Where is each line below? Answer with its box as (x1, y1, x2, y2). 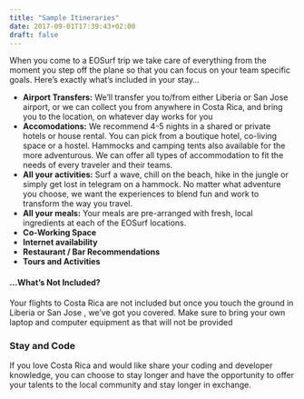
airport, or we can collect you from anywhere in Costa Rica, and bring (22, 102, 283, 113)
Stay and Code (9, 339, 75, 352)
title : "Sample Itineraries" (9, 13, 120, 23)
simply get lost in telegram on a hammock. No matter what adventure (22, 179, 281, 190)
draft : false (9, 30, 59, 39)
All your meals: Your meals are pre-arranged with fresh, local (22, 208, 253, 219)
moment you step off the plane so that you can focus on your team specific (9, 65, 290, 75)
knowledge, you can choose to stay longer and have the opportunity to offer (9, 369, 295, 380)
